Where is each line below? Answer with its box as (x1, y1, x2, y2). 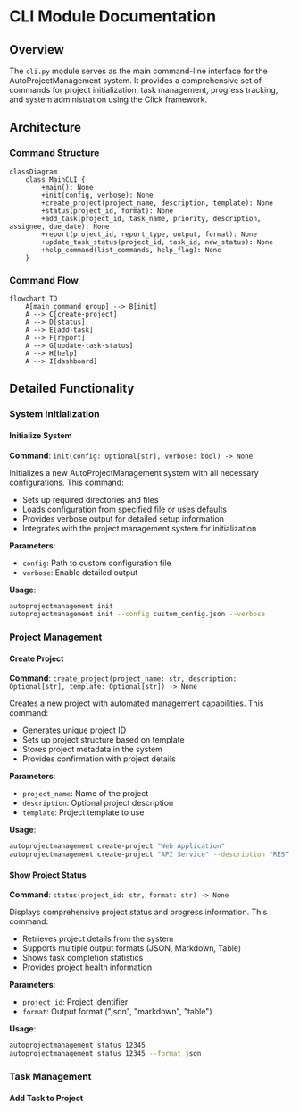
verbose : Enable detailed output (21, 566, 138, 578)
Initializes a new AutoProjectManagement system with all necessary (9, 467, 259, 478)
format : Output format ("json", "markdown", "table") (21, 1006, 212, 1017)
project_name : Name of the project (21, 788, 149, 799)
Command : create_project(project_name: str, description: (9, 673, 237, 683)
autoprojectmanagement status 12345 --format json (9, 1049, 202, 1058)
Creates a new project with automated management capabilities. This (9, 698, 264, 709)
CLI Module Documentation (9, 6, 217, 27)
